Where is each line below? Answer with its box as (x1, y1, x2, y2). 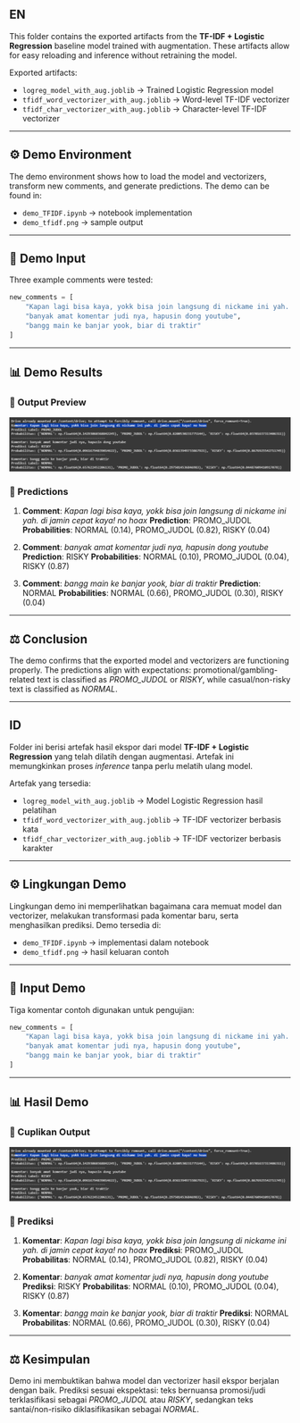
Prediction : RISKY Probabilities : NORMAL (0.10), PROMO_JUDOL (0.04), (21, 551, 290, 562)
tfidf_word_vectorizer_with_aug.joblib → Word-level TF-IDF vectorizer (21, 94, 290, 105)
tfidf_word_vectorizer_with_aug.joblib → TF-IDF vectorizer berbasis (21, 814, 281, 825)
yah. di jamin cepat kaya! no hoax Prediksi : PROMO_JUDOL (21, 1245, 244, 1256)
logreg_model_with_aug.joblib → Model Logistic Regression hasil (21, 795, 263, 806)
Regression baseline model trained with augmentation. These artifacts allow (9, 40, 290, 51)
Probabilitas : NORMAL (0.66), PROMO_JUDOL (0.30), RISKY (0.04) (21, 1318, 271, 1328)
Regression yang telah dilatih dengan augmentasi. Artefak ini (9, 750, 235, 762)
